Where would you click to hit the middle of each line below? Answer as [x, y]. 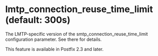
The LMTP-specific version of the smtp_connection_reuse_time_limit [77, 34]
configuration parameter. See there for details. [54, 39]
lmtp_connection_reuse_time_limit [79, 9]
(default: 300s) [38, 20]
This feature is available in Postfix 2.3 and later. [54, 49]
